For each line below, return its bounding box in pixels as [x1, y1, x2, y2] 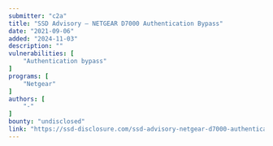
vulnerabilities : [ [8, 49, 75, 58]
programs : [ [8, 72, 49, 80]
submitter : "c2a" [8, 11, 67, 20]
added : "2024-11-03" [8, 34, 79, 43]
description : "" [8, 42, 63, 50]
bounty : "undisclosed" [8, 118, 85, 126]
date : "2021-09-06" [8, 27, 75, 35]
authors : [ [8, 95, 45, 103]
